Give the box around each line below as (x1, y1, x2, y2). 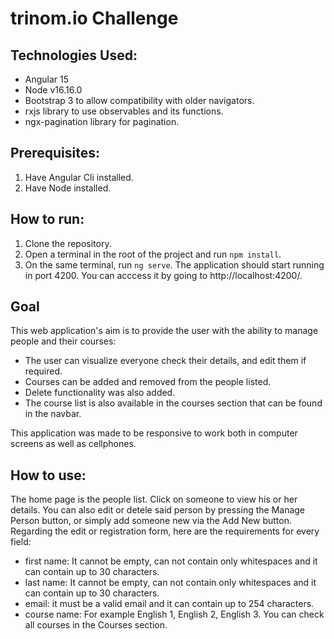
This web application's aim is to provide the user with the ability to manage (10, 325, 319, 337)
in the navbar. (24, 408, 82, 420)
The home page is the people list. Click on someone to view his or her (10, 493, 298, 506)
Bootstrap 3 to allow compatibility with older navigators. (24, 95, 255, 106)
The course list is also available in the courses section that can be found (24, 397, 323, 409)
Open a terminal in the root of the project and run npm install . (24, 248, 282, 260)
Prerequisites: (10, 145, 100, 162)
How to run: (10, 211, 85, 228)
